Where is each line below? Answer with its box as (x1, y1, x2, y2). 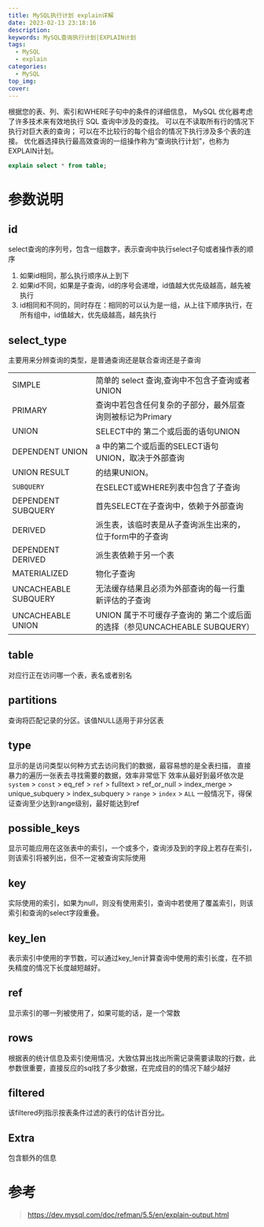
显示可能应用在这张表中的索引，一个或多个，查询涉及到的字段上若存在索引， (8, 844, 256, 853)
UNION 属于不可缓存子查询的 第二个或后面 (95, 610, 252, 621)
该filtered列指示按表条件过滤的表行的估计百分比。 (8, 1108, 169, 1118)
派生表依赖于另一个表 (95, 550, 175, 561)
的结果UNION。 (95, 467, 153, 478)
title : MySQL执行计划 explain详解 (8, 11, 114, 20)
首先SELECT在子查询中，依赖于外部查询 (95, 500, 244, 511)
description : (8, 26, 51, 34)
